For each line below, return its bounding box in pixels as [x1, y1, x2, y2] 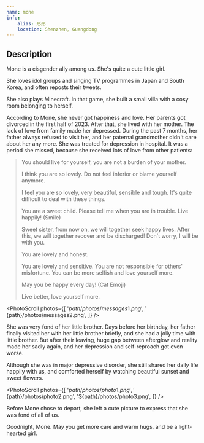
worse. [6, 350, 24, 357]
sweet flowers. [6, 374, 44, 382]
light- [178, 423, 192, 431]
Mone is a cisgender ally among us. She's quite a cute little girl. [6, 65, 166, 73]
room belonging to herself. [6, 102, 74, 109]
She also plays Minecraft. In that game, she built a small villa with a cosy [6, 96, 189, 103]
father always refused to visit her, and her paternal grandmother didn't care [6, 133, 197, 141]
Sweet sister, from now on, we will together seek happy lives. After [21, 225, 190, 233]
